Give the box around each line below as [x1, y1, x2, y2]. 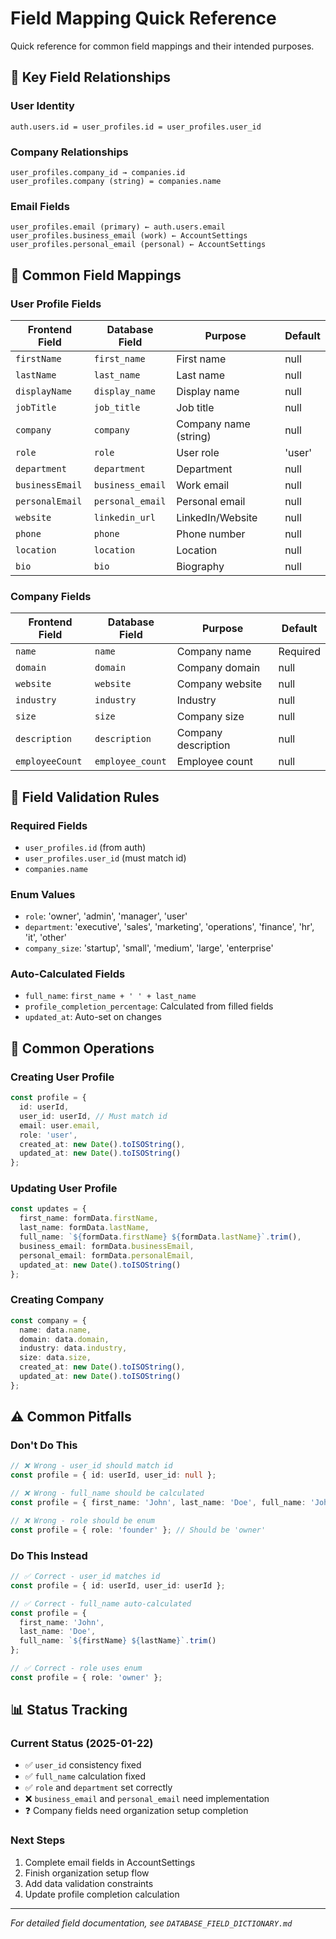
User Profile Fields [10, 297, 102, 311]
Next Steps [10, 1833, 66, 1847]
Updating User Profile [10, 1182, 118, 1196]
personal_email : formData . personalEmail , [19, 1250, 195, 1261]
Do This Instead [10, 1548, 88, 1562]
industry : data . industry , [19, 1343, 128, 1354]
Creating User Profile [10, 1070, 115, 1084]
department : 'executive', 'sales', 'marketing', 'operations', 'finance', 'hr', [24, 921, 315, 933]
